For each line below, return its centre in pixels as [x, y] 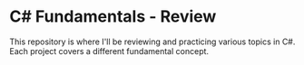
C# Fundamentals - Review [113, 17]
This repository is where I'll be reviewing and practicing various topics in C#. [152, 42]
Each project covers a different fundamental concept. [109, 51]
